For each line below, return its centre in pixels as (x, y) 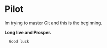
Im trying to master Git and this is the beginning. (53, 23)
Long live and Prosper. (28, 32)
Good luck (19, 41)
